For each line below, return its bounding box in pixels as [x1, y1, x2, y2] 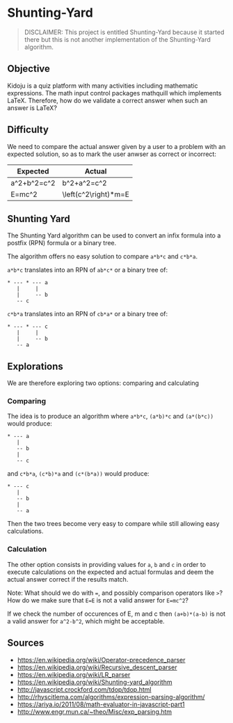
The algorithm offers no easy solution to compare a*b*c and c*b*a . [7, 252, 198, 261]
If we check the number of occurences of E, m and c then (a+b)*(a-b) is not [7, 609, 226, 618]
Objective [7, 63, 51, 75]
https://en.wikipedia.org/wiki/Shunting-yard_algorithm [17, 678, 172, 686]
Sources [7, 637, 45, 649]
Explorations [7, 360, 64, 372]
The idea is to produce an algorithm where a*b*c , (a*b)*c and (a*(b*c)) [7, 412, 214, 421]
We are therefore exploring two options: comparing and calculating [7, 379, 200, 387]
